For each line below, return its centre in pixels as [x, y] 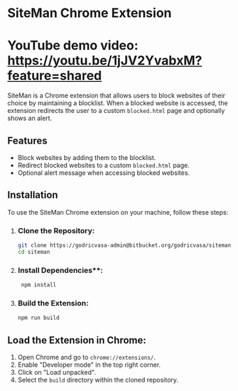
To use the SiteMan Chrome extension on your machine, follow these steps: [118, 212]
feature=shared [55, 76]
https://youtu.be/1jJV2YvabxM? [105, 61]
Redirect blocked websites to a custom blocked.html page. [103, 165]
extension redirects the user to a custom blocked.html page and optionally [116, 111]
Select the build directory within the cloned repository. [98, 380]
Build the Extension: [53, 303]
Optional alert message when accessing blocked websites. [104, 173]
